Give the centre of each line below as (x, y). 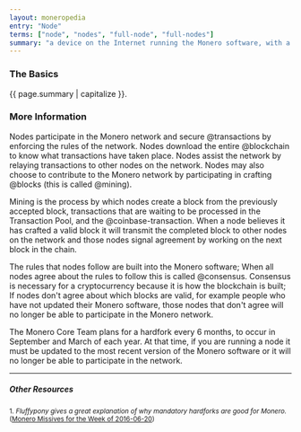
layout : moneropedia (48, 18)
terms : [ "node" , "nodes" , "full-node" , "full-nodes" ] (112, 34)
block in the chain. (43, 249)
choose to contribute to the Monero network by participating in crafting (141, 174)
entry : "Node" (36, 26)
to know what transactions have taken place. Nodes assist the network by (146, 155)
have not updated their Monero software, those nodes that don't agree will (146, 304)
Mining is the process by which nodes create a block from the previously (143, 201)
